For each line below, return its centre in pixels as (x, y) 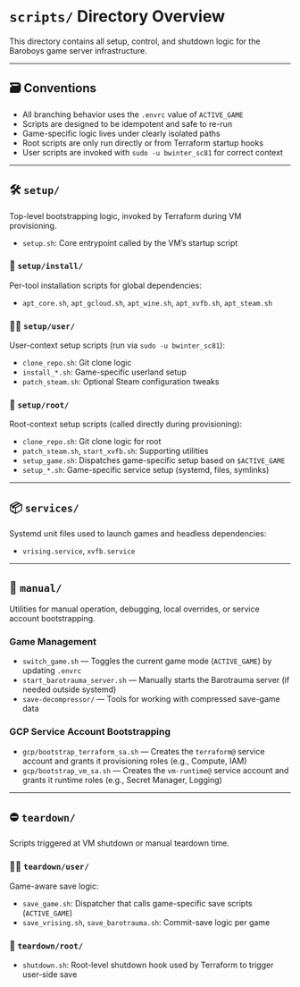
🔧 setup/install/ (46, 266)
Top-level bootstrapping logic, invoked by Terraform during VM (125, 215)
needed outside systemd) (69, 689)
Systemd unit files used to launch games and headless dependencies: (138, 534)
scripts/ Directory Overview (117, 17)
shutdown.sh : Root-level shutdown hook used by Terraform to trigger (148, 965)
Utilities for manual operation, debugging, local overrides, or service (135, 609)
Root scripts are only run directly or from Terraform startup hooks (143, 143)
